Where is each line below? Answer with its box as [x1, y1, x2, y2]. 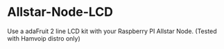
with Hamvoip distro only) [7, 34, 81, 42]
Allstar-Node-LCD [7, 4, 113, 20]
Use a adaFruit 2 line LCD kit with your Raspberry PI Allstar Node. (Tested [7, 27, 217, 35]
